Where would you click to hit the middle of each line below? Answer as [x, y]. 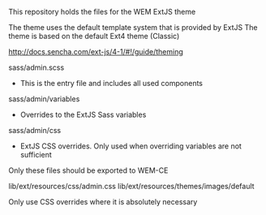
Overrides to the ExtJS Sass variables [83, 114]
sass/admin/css [35, 130]
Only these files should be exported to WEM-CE [88, 170]
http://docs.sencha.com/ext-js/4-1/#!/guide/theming [96, 52]
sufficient [36, 155]
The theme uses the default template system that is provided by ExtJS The [133, 27]
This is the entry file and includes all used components [111, 83]
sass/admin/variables [44, 99]
